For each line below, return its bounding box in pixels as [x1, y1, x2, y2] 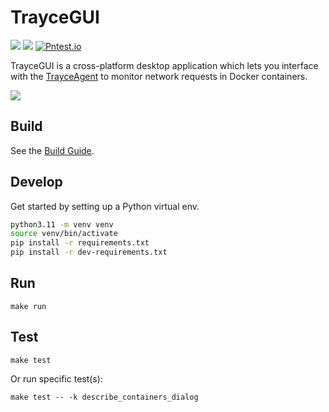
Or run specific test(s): [10, 372, 103, 385]
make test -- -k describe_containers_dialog [10, 392, 199, 402]
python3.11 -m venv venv [10, 219, 114, 230]
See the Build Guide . [10, 144, 95, 156]
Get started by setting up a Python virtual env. [10, 200, 200, 212]
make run [10, 301, 47, 311]
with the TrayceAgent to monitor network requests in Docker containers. [10, 70, 308, 82]
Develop [10, 174, 63, 191]
